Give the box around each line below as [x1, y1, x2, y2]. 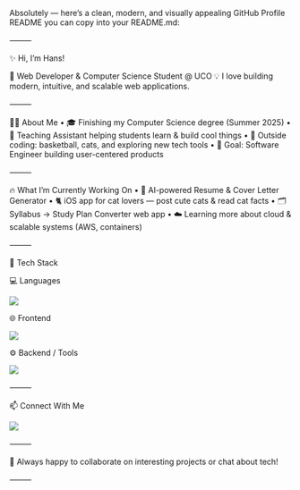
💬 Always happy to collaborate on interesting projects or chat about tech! [9, 456, 279, 467]
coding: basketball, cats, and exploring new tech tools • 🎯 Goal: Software [9, 139, 279, 150]
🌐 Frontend [9, 313, 52, 323]
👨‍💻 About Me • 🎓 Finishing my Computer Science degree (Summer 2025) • [9, 117, 291, 128]
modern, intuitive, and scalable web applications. [9, 80, 190, 91]
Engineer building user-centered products [9, 149, 164, 159]
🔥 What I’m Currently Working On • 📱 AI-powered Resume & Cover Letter [9, 185, 279, 195]
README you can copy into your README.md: [9, 17, 181, 28]
